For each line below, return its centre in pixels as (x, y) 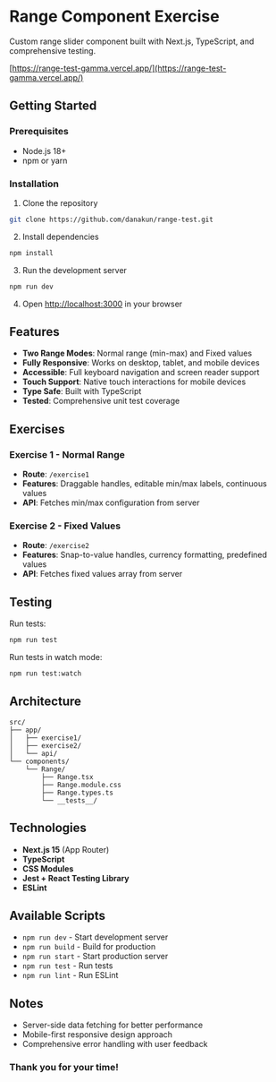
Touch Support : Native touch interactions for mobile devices (134, 382)
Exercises (37, 429)
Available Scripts (57, 915)
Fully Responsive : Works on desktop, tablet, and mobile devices (141, 363)
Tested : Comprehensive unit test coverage (101, 401)
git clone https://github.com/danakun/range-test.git (112, 219)
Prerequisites (39, 132)
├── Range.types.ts (78, 793)
